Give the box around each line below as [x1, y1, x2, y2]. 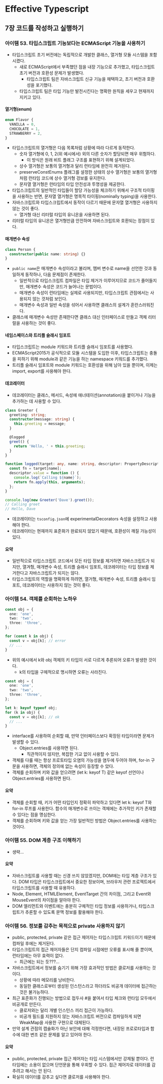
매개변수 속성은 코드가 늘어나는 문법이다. [26, 284, 103, 290]
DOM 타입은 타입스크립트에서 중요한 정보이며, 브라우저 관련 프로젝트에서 [18, 879, 156, 885]
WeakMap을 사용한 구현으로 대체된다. [19, 1020, 92, 1026]
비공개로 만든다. [12, 1001, 42, 1007]
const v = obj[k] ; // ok [9, 714, 60, 719]
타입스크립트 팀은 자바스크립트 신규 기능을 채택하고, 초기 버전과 [26, 76, 146, 82]
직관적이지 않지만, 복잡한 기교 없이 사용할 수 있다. [26, 751, 120, 757]
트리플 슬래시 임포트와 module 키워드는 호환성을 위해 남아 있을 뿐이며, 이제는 [12, 362, 158, 368]
